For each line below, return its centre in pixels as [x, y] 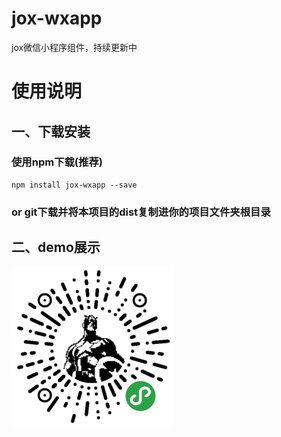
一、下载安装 [51, 131]
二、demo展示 [56, 247]
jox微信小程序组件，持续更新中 [74, 47]
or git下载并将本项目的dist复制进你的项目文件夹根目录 [141, 212]
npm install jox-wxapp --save [74, 185]
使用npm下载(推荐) [57, 162]
